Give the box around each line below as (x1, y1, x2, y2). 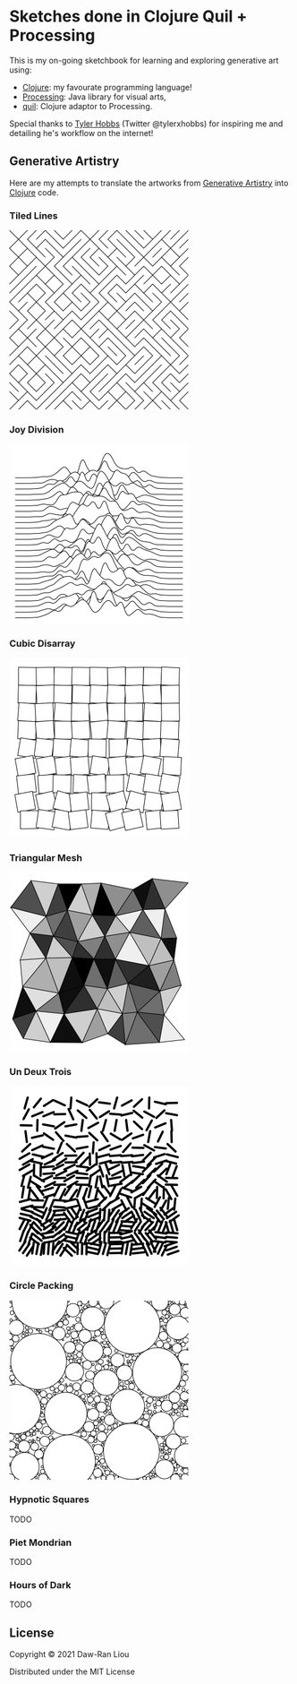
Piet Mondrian (9, 1536, 72, 1549)
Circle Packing (9, 1279, 74, 1292)
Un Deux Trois (9, 1065, 72, 1078)
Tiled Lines (9, 209, 58, 221)
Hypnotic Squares (9, 1493, 89, 1506)
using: (9, 64, 32, 75)
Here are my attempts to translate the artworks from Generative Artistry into (9, 177, 289, 188)
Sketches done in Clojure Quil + (9, 6, 248, 27)
